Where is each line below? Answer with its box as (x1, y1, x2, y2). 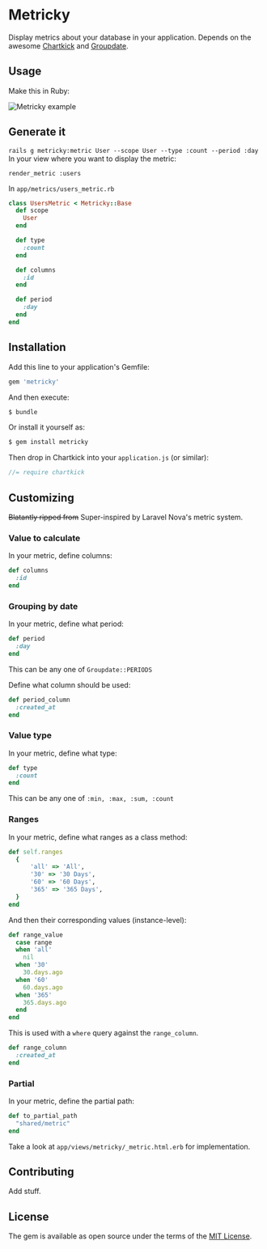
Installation (8, 341, 66, 354)
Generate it (8, 125, 66, 139)
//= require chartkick (8, 468, 85, 476)
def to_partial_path (8, 1112, 78, 1120)
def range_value (8, 930, 63, 939)
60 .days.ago (23, 983, 63, 992)
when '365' (15, 991, 53, 999)
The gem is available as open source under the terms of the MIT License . (8, 1231, 252, 1241)
